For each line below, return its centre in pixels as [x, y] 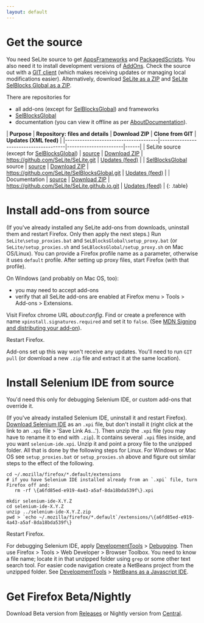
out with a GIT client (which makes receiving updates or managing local [96, 72]
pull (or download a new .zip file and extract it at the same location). [93, 358]
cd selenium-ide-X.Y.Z [35, 507]
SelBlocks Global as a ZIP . [39, 85]
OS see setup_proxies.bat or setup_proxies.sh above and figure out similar [101, 457]
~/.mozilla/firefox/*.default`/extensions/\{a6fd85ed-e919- [117, 517]
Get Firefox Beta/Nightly [69, 596]
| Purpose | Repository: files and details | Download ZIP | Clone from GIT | [101, 134]
